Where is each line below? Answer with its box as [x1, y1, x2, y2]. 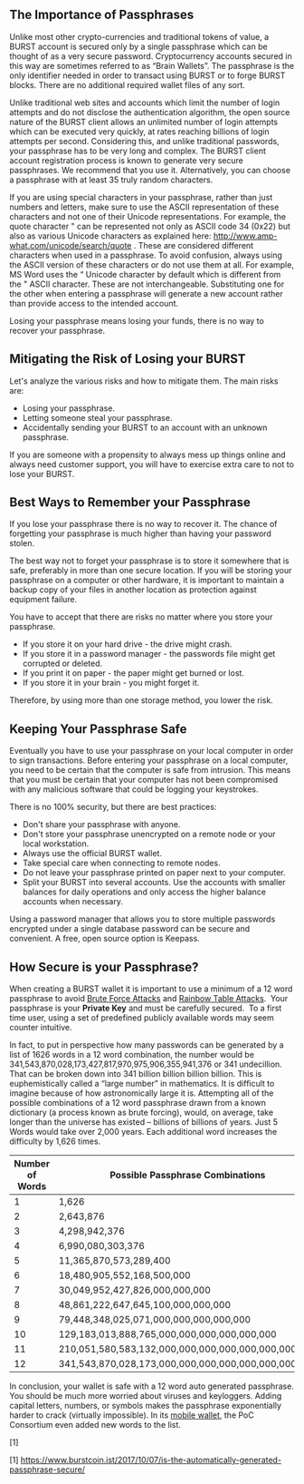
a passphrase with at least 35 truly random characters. [9, 174, 214, 185]
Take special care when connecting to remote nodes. [22, 857, 221, 869]
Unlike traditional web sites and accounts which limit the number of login [9, 97, 280, 108]
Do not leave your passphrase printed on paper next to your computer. [22, 867, 286, 878]
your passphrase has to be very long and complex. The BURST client [9, 145, 267, 156]
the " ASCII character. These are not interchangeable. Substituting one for [9, 278, 285, 289]
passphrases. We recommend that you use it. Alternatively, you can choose [9, 164, 291, 175]
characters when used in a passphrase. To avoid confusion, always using [9, 249, 283, 260]
